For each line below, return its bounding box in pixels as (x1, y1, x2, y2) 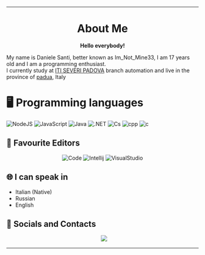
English (15, 201, 34, 209)
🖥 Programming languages (6, 96, 144, 110)
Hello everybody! (80, 42, 125, 49)
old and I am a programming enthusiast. (6, 60, 107, 67)
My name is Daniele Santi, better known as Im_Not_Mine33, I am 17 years (6, 53, 190, 61)
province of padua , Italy (6, 73, 66, 80)
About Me (77, 22, 128, 35)
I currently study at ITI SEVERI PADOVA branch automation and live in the (6, 67, 190, 74)
